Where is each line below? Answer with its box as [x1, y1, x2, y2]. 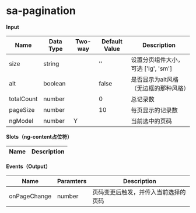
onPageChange [9, 192, 52, 200]
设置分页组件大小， [131, 56, 184, 64]
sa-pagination [6, 4, 76, 18]
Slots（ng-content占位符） [6, 133, 73, 140]
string [43, 60, 60, 68]
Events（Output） [6, 163, 51, 170]
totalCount [9, 95, 38, 103]
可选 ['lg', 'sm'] [131, 64, 173, 73]
